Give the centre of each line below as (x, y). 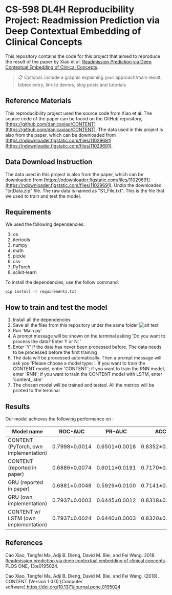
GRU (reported (26, 482)
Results (18, 406)
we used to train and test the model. (43, 196)
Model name (28, 431)
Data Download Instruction (49, 162)
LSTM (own (22, 518)
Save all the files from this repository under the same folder (75, 325)
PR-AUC (116, 431)
